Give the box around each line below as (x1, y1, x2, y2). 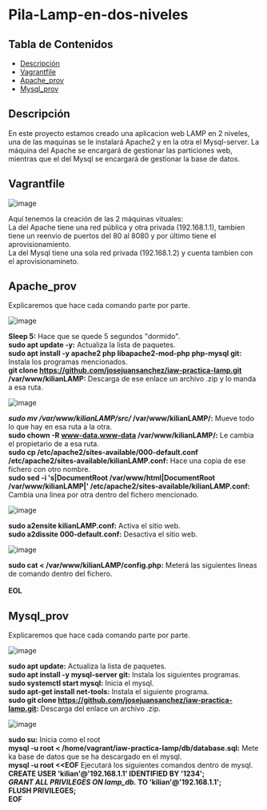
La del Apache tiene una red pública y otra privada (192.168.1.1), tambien (8, 222, 245, 232)
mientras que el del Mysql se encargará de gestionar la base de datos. (8, 154, 241, 163)
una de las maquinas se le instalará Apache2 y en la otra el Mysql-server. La (8, 137, 260, 146)
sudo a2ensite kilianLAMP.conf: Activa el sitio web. (8, 521, 181, 531)
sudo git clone (8, 696, 58, 705)
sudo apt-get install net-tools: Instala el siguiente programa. (8, 687, 209, 696)
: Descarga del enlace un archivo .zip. (35, 704, 161, 713)
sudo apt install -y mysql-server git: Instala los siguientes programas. (8, 670, 241, 680)
